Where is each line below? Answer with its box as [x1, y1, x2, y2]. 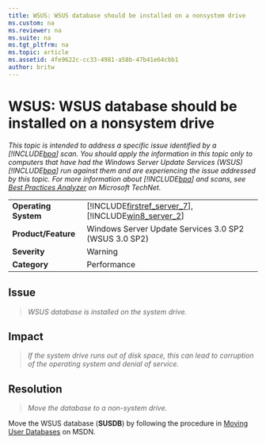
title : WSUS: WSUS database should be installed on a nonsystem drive [8, 11, 246, 20]
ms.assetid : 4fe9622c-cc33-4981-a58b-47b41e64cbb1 [8, 56, 179, 64]
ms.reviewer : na [8, 26, 62, 34]
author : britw [8, 63, 55, 71]
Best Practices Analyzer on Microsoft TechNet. [8, 182, 161, 192]
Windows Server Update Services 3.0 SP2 [86, 223, 245, 234]
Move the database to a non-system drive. [27, 404, 168, 413]
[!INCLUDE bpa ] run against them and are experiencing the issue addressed [8, 166, 256, 175]
